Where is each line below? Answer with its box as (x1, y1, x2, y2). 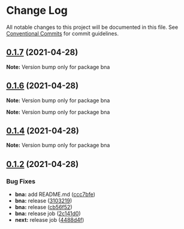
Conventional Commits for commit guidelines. (6, 29, 119, 37)
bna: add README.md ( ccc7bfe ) (14, 191, 96, 198)
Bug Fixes (6, 177, 36, 185)
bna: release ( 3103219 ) (14, 197, 73, 204)
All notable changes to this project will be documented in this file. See (6, 23, 179, 31)
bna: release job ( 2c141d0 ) (14, 210, 81, 217)
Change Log (6, 4, 68, 17)
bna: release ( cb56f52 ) (14, 204, 73, 211)
